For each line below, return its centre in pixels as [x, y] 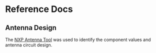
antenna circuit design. [29, 45]
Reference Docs [39, 9]
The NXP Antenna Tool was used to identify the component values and [78, 39]
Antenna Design [31, 28]
